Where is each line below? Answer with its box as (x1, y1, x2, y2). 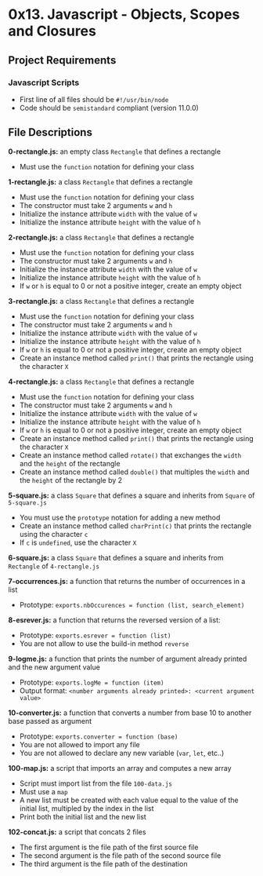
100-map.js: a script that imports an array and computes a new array (8, 763, 232, 772)
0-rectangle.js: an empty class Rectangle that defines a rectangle (8, 147, 222, 156)
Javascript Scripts (8, 77, 80, 88)
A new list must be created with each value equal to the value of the (19, 795, 239, 805)
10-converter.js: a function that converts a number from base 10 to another (8, 708, 252, 717)
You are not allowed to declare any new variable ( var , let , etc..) (19, 748, 225, 757)
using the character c (19, 529, 88, 538)
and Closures (8, 22, 96, 40)
